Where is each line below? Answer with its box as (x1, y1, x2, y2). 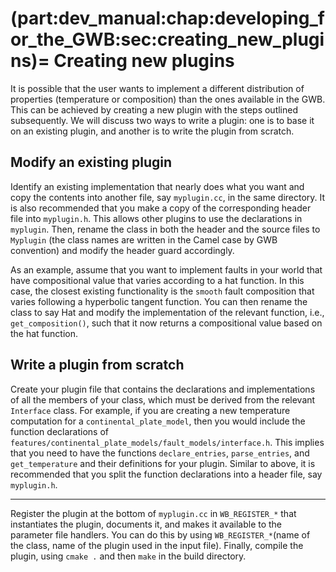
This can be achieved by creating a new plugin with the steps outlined (10, 103, 298, 116)
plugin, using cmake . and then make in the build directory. (10, 550, 247, 562)
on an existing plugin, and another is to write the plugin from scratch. (10, 125, 295, 137)
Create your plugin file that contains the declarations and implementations (10, 383, 316, 395)
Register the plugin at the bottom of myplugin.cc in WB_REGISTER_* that (10, 507, 297, 519)
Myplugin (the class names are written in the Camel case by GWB (10, 233, 278, 246)
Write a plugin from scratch (10, 357, 185, 374)
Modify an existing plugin (10, 154, 173, 171)
